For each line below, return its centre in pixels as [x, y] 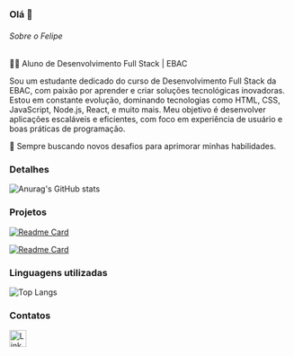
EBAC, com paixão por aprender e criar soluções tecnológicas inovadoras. [147, 91]
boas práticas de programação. [67, 129]
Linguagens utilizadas [58, 272]
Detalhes [29, 170]
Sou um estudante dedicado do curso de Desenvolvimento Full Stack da [143, 81]
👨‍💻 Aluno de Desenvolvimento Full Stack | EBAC [98, 64]
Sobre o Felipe [36, 36]
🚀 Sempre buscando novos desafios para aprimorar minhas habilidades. [143, 147]
